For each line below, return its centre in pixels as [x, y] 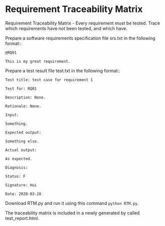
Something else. [22, 141]
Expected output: [23, 132]
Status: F [16, 176]
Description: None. [26, 97]
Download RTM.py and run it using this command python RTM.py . [72, 203]
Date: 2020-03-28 [23, 194]
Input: [12, 115]
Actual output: [21, 150]
